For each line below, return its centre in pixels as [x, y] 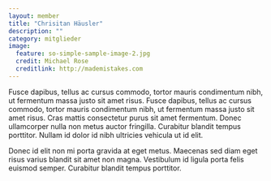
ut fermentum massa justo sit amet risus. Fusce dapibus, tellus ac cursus [130, 100]
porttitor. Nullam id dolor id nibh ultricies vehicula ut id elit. [106, 135]
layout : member [34, 16]
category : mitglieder [45, 39]
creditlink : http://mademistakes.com [80, 69]
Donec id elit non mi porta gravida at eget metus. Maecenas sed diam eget [133, 150]
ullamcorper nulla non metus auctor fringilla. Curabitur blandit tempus [125, 126]
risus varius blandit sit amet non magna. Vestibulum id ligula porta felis [127, 159]
